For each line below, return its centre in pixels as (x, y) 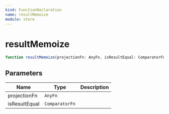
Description (95, 87)
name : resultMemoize (27, 15)
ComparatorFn (60, 104)
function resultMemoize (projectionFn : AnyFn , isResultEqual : (71, 58)
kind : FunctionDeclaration (33, 10)
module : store (20, 19)
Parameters (24, 73)
